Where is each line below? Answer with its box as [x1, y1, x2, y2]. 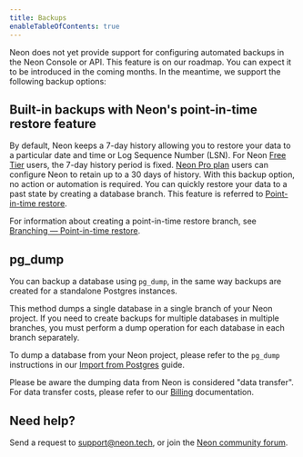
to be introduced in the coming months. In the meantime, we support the [9, 65, 281, 77]
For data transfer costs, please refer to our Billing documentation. [9, 387, 255, 398]
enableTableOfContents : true [9, 22, 120, 31]
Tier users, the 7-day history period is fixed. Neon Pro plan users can [9, 160, 268, 171]
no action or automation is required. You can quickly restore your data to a [9, 179, 288, 190]
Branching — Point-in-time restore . [9, 225, 141, 236]
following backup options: [9, 75, 106, 86]
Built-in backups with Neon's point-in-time [9, 102, 258, 117]
